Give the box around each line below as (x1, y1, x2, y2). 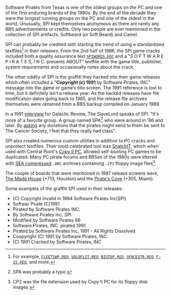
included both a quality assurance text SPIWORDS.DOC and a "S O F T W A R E (5, 53, 164, 59)
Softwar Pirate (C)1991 (12, 201, 60, 207)
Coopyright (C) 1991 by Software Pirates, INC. (12, 233, 108, 239)
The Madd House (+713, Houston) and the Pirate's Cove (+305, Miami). (5, 176, 154, 182)
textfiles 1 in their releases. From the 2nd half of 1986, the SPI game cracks (5, 47, 160, 54)
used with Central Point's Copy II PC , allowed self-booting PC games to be (5, 149, 161, 155)
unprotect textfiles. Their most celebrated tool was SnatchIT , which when (5, 143, 159, 150)
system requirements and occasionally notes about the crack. (5, 64, 135, 70)
